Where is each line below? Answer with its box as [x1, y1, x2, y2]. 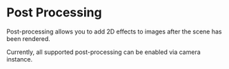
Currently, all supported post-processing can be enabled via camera [6, 48, 201, 56]
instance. [6, 55, 33, 63]
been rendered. [6, 34, 51, 42]
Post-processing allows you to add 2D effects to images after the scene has [6, 27, 222, 36]
